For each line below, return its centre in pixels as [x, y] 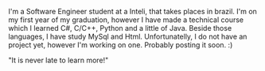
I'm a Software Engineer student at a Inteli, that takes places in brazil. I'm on [132, 11]
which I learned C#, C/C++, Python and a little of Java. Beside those [120, 28]
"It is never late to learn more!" [58, 60]
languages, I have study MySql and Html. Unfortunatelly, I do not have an [128, 36]
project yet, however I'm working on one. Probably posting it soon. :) [121, 45]
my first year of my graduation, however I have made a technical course [126, 20]
